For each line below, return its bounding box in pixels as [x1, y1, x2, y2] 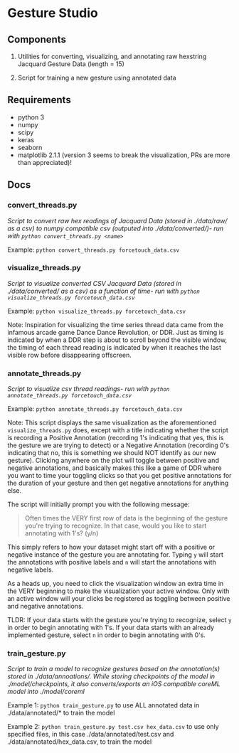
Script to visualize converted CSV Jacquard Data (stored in [7, 279, 181, 287]
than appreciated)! [17, 158, 73, 166]
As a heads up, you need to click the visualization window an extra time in [7, 580, 224, 588]
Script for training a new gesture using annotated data [17, 73, 176, 82]
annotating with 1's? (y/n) [24, 529, 99, 538]
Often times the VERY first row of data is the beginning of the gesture [24, 514, 228, 523]
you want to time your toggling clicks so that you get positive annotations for [7, 471, 232, 480]
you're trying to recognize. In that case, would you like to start [24, 521, 207, 530]
